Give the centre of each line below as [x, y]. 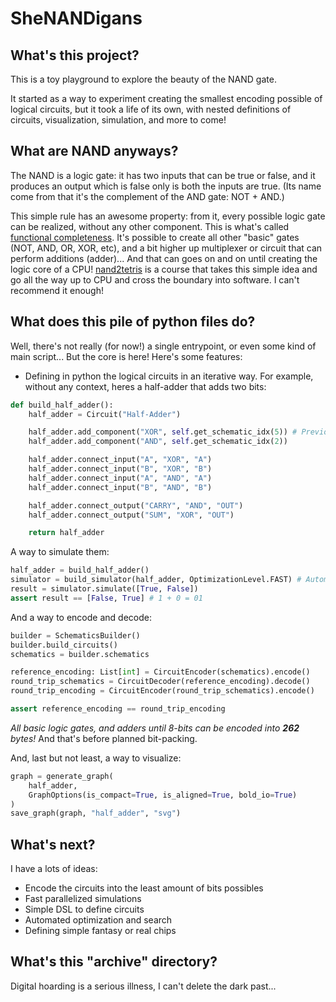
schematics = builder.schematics [80, 654]
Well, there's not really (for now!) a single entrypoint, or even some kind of [163, 346]
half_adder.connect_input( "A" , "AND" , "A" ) [120, 478]
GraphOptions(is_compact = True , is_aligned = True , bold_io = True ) [163, 795]
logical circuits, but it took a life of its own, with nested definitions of [151, 109]
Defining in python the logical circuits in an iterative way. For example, [169, 376]
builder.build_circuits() [64, 645]
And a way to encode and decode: [81, 617]
